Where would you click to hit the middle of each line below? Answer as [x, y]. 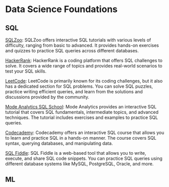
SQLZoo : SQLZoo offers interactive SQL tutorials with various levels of [78, 40]
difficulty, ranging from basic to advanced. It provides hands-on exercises [82, 45]
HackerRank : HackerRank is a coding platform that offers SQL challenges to [84, 60]
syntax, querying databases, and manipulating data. [59, 143]
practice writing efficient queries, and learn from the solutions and [74, 91]
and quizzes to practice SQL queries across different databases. [72, 51]
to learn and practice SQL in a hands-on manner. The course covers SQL [81, 138]
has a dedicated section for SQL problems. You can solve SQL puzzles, [79, 86]
